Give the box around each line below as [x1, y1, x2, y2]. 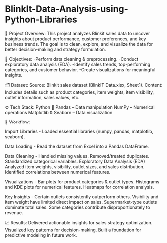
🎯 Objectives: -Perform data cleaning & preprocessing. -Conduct [5, 56, 139, 62]
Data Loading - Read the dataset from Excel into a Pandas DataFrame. [5, 143, 149, 149]
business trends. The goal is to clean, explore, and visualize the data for [5, 41, 153, 47]
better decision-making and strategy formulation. [5, 46, 106, 52]
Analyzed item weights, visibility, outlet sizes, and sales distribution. [5, 163, 145, 170]
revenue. [5, 209, 23, 215]
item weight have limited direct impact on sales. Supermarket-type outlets [5, 199, 157, 205]
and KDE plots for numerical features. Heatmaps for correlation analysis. [5, 184, 154, 190]
